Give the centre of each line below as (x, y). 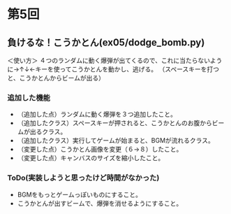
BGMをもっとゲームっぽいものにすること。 (79, 194)
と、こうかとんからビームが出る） (56, 78)
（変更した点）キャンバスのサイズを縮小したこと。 (91, 158)
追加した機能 (29, 97)
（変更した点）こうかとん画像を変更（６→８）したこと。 (100, 149)
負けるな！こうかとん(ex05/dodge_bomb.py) (106, 42)
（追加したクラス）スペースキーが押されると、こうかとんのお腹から (115, 123)
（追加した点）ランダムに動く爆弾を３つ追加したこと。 (97, 114)
